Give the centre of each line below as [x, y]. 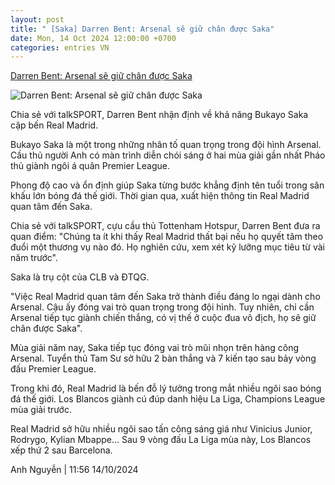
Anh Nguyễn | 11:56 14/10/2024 [74, 470]
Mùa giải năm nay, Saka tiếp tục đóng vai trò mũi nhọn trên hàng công [155, 348]
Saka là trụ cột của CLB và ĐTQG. [80, 277]
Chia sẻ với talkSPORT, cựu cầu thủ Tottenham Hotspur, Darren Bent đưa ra [165, 226]
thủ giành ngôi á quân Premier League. [90, 166]
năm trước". [34, 258]
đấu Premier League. [53, 369]
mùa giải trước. [41, 410]
